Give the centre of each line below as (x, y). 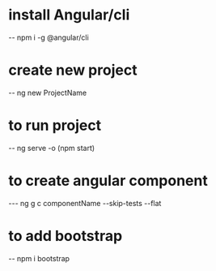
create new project (73, 70)
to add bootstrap (66, 236)
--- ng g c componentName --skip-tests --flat (85, 203)
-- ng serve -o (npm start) (52, 148)
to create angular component (108, 181)
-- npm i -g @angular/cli (49, 37)
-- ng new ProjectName (48, 92)
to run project (55, 125)
